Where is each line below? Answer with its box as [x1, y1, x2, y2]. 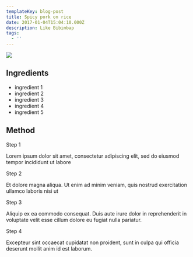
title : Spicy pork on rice [6, 14, 72, 20]
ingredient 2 [14, 90, 44, 97]
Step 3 [6, 199, 22, 206]
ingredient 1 [14, 84, 43, 91]
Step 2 [6, 170, 22, 177]
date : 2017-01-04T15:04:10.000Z [6, 19, 85, 25]
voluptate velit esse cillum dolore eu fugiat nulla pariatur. [6, 216, 142, 223]
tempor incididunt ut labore [6, 158, 71, 165]
